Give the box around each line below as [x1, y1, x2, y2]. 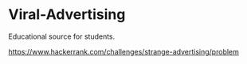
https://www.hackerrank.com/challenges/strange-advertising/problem [8, 47, 239, 56]
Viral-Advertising [8, 6, 126, 24]
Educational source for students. [8, 32, 116, 41]
